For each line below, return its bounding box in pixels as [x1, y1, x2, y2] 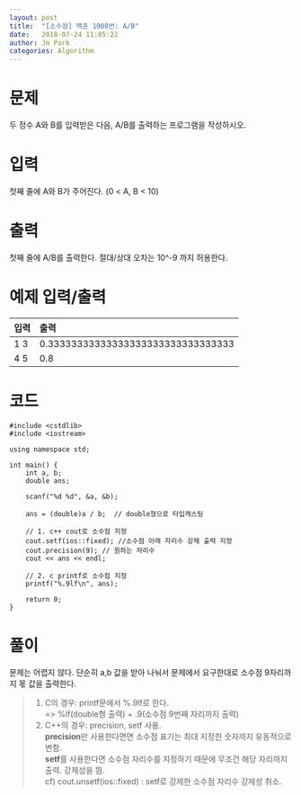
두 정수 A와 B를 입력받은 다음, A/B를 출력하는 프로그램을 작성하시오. [9, 120, 247, 130]
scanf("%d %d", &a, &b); [25, 492, 119, 501]
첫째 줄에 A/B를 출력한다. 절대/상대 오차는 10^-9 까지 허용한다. [9, 252, 228, 263]
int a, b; [25, 469, 63, 478]
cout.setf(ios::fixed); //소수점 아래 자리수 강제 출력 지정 [25, 536, 233, 545]
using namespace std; [9, 444, 91, 454]
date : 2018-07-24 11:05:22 [9, 30, 119, 39]
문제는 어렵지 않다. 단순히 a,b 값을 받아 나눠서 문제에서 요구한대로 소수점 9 [9, 666, 270, 677]
